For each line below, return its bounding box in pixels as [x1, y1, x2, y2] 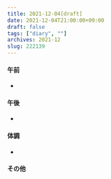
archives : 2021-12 [7, 37, 61, 44]
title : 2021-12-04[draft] [7, 10, 82, 18]
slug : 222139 [7, 43, 45, 50]
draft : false [7, 23, 45, 30]
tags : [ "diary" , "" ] [7, 29, 68, 37]
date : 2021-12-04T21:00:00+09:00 [7, 17, 105, 24]
